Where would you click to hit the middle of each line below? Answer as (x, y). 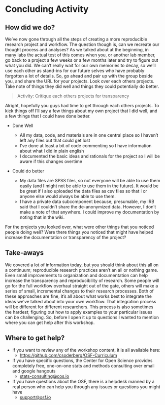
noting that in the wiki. (42, 217)
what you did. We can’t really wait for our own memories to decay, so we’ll (81, 65)
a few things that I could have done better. (48, 116)
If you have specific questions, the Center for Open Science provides (82, 360)
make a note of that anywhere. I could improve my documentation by (89, 212)
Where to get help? (35, 338)
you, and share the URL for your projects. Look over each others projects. (80, 81)
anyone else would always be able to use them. (67, 196)
